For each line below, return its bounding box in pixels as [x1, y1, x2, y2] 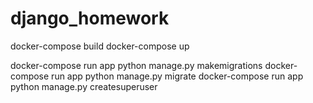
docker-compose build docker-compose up [10, 40, 190, 52]
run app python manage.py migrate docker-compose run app [51, 70, 304, 82]
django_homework [10, 7, 170, 30]
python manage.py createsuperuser [10, 80, 158, 92]
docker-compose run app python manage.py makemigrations [10, 59, 263, 71]
